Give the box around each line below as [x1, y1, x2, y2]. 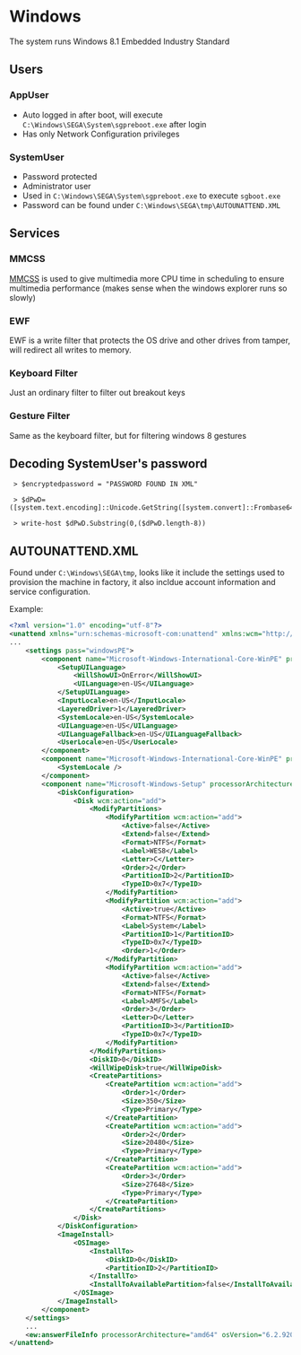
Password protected [21, 170, 98, 181]
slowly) [9, 292, 36, 302]
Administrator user [21, 180, 91, 191]
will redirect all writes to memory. [9, 344, 132, 355]
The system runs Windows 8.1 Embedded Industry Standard [9, 36, 230, 47]
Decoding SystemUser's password [9, 456, 208, 471]
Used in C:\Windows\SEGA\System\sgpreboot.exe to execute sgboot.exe [21, 190, 281, 201]
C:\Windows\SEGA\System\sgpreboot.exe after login [21, 118, 207, 129]
